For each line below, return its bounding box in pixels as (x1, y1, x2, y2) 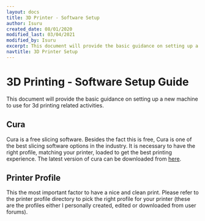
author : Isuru (6, 20, 43, 26)
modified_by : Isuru (6, 37, 56, 43)
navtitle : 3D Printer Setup (6, 49, 78, 55)
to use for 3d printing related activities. (6, 101, 104, 109)
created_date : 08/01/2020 (6, 26, 72, 32)
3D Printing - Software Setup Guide (6, 74, 189, 89)
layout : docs (6, 9, 40, 15)
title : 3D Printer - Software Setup (6, 15, 100, 21)
